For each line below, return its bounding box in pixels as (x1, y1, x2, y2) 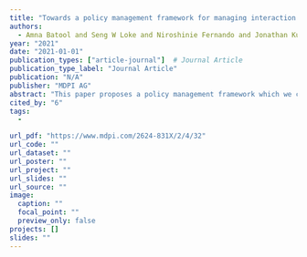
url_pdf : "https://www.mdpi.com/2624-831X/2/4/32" (9, 131, 206, 141)
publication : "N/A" (9, 73, 84, 82)
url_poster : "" (9, 157, 68, 166)
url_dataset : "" (9, 149, 71, 158)
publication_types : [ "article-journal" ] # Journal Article (9, 56, 244, 65)
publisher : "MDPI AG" (9, 81, 92, 90)
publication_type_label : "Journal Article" (9, 65, 178, 74)
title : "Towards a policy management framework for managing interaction (9, 13, 297, 23)
